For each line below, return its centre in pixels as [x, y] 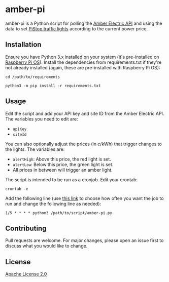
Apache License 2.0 [26, 274]
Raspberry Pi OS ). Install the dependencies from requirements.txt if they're [83, 62]
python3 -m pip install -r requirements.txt [53, 86]
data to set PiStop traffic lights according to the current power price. [77, 28]
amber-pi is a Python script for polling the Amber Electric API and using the [84, 23]
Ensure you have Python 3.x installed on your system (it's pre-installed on [82, 57]
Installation [23, 45]
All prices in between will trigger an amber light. [62, 170]
